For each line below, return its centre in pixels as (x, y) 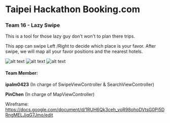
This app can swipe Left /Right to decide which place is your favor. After (81, 46)
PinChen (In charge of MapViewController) (50, 94)
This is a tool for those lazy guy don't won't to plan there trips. (70, 36)
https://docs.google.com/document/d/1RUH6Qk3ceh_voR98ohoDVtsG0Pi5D (85, 109)
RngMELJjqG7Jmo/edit (29, 115)
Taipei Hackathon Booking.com (73, 9)
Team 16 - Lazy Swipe (32, 25)
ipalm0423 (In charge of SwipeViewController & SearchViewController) (80, 84)
